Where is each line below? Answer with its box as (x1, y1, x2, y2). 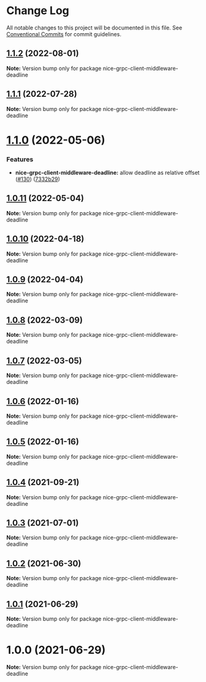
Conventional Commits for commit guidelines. (6, 30, 121, 37)
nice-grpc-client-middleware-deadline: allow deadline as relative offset (15, 169, 200, 177)
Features (6, 155, 34, 163)
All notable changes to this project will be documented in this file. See (6, 24, 183, 31)
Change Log (6, 4, 69, 18)
